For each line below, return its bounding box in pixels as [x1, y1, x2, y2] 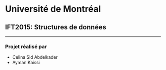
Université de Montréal [5, 3, 101, 15]
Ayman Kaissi [12, 60, 40, 66]
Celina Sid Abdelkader [12, 54, 58, 60]
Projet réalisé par [5, 43, 47, 50]
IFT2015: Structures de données [5, 23, 106, 31]
